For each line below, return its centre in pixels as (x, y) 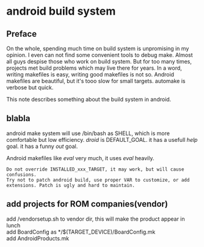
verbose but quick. (30, 87)
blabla (18, 118)
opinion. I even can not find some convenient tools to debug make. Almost (100, 55)
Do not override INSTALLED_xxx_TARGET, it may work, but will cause (95, 169)
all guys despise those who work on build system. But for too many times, (99, 61)
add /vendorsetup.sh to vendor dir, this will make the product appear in (96, 219)
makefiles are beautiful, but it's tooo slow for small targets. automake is (96, 81)
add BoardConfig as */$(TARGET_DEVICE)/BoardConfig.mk (81, 232)
